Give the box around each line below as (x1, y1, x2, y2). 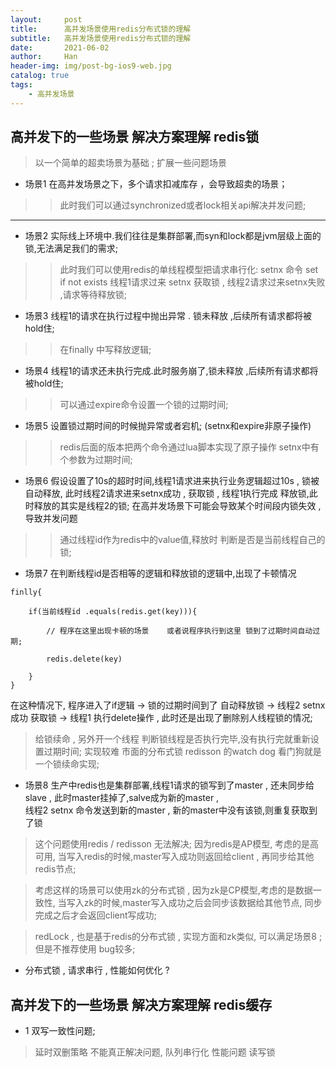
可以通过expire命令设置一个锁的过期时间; (59, 399, 229, 411)
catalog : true (10, 71, 70, 81)
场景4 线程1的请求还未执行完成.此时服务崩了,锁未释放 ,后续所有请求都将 (24, 365, 319, 377)
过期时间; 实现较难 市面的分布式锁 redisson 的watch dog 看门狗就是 (43, 746, 322, 758)
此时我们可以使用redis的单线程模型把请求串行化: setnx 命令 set (59, 264, 319, 276)
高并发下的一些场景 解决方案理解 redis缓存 (10, 996, 273, 1013)
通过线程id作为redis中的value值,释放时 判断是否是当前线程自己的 (59, 534, 326, 546)
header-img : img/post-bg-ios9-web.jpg (10, 61, 172, 71)
